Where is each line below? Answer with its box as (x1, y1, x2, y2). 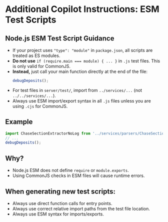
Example (5, 117, 33, 126)
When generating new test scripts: (5, 187, 116, 195)
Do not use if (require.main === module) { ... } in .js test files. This (12, 58, 160, 63)
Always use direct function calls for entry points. (12, 200, 112, 206)
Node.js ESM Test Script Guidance (5, 34, 114, 42)
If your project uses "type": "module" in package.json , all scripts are (12, 47, 153, 53)
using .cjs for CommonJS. (12, 103, 68, 109)
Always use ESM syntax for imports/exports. (12, 211, 104, 217)
